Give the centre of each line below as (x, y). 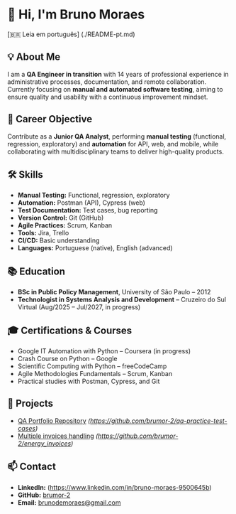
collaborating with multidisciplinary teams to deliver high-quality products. (116, 151)
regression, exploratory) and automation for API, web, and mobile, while (113, 144)
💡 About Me (34, 57)
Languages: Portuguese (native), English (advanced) (95, 248)
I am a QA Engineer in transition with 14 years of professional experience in (118, 74)
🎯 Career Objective (50, 119)
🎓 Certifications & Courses (70, 330)
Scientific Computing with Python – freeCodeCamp (92, 366)
